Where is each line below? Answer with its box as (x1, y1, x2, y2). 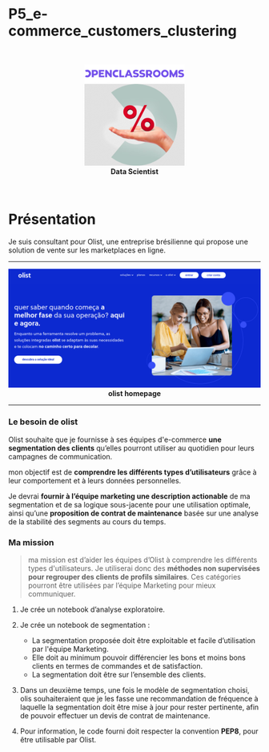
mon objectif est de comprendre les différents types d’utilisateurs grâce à (8, 467, 258, 477)
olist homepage (107, 389, 162, 398)
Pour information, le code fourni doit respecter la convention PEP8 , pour (19, 726, 259, 736)
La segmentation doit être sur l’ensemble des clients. (31, 669, 207, 679)
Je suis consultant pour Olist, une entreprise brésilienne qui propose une (8, 237, 248, 247)
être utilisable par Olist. (19, 734, 97, 744)
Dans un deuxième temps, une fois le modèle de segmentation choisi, (19, 685, 250, 694)
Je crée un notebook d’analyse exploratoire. (19, 604, 166, 614)
